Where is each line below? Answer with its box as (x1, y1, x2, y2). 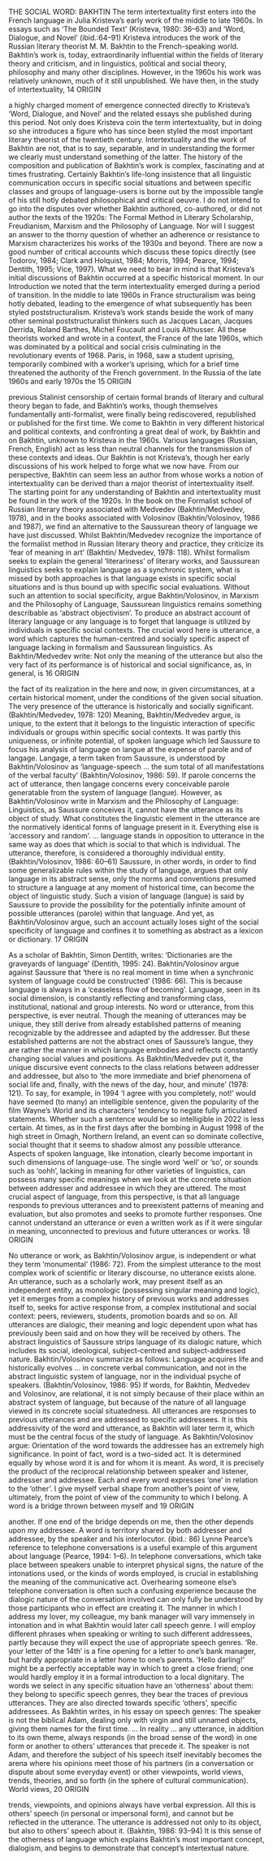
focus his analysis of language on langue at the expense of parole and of (8, 745, 253, 754)
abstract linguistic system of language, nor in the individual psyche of (8, 1372, 241, 1381)
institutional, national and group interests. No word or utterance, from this (8, 1002, 254, 1011)
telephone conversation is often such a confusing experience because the (8, 1586, 258, 1595)
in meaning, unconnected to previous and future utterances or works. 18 (8, 1227, 250, 1236)
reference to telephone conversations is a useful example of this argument (8, 1543, 258, 1552)
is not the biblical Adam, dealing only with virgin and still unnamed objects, (8, 1716, 258, 1725)
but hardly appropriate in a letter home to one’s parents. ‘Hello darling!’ (8, 1655, 245, 1664)
